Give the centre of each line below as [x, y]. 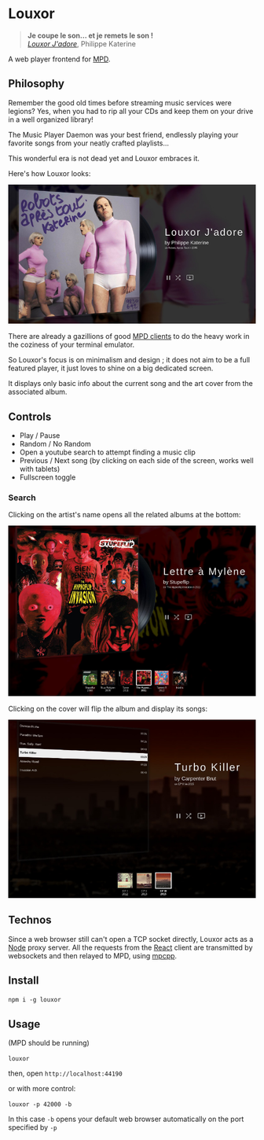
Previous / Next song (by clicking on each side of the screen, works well [136, 461]
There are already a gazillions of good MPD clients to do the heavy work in [129, 336]
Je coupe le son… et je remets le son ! [90, 35]
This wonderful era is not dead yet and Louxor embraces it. [104, 158]
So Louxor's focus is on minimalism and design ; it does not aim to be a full [129, 360]
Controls [30, 416]
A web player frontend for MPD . [59, 59]
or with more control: [42, 1089]
